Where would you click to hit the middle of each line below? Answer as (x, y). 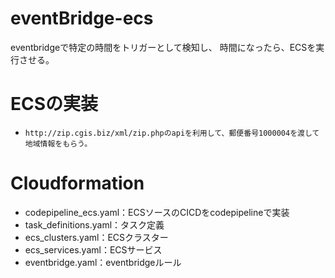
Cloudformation (77, 183)
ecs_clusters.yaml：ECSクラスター (96, 237)
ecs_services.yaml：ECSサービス (93, 249)
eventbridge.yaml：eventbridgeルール (103, 262)
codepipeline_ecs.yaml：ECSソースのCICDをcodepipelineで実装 (157, 212)
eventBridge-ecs (82, 18)
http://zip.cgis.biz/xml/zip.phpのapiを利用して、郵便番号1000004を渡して (172, 133)
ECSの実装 (54, 104)
